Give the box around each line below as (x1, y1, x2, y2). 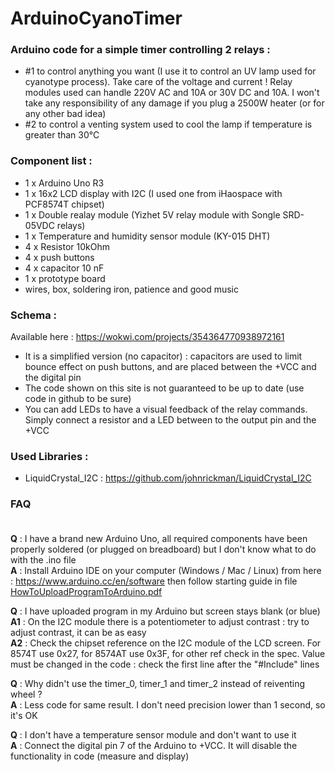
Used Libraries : (10, 450, 89, 463)
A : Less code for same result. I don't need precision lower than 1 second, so (10, 698, 326, 711)
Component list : (10, 154, 93, 168)
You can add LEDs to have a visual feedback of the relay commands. (24, 403, 308, 416)
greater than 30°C (24, 129, 100, 141)
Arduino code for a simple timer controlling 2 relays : (10, 43, 271, 57)
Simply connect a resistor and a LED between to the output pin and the (24, 414, 317, 426)
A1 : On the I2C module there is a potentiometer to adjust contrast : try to (10, 615, 310, 627)
